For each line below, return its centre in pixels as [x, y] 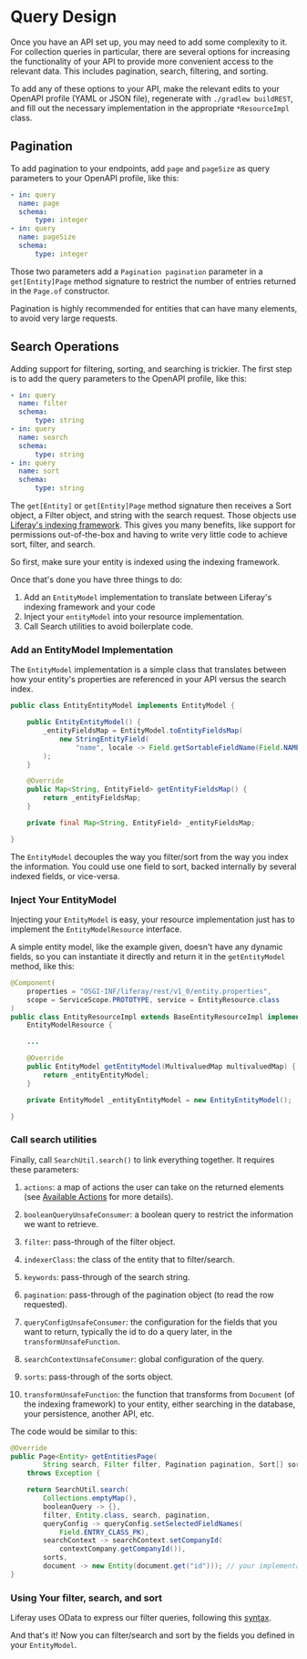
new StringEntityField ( [104, 739]
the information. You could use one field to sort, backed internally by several [153, 866]
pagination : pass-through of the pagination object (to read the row [148, 1295]
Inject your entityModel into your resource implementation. [134, 617]
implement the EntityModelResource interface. [96, 929]
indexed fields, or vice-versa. [65, 876]
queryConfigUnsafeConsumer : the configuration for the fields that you [150, 1322]
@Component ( [33, 983]
